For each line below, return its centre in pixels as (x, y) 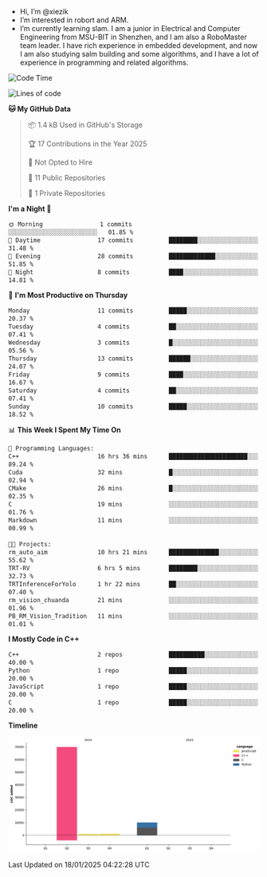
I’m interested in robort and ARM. (74, 20)
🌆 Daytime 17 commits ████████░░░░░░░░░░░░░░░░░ (133, 240)
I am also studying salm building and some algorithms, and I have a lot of (139, 54)
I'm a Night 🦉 (30, 208)
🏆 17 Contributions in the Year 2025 (87, 144)
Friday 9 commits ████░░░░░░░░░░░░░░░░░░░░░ (133, 375)
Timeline (23, 725)
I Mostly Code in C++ (44, 639)
